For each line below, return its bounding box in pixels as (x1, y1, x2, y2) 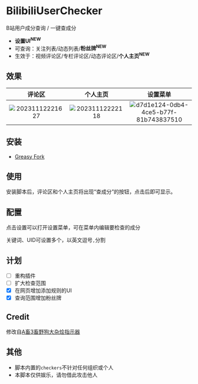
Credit (6, 311, 29, 322)
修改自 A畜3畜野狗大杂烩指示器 (6, 329, 81, 336)
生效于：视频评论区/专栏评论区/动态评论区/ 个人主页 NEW (14, 51, 150, 60)
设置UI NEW (14, 36, 41, 44)
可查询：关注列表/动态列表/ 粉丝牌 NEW (14, 44, 107, 52)
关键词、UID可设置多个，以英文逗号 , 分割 (6, 237, 106, 244)
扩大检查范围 (14, 280, 46, 287)
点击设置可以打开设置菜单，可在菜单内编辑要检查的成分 (6, 224, 140, 231)
